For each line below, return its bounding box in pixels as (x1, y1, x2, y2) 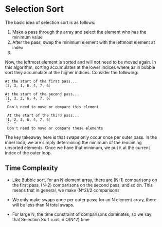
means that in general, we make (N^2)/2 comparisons (12, 187, 120, 193)
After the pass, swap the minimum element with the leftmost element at (12, 39, 155, 45)
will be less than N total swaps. (12, 202, 74, 208)
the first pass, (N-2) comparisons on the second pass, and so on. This (12, 182, 153, 188)
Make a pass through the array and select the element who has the (12, 29, 146, 35)
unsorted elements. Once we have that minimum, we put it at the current (5, 145, 150, 151)
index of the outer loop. (5, 150, 52, 155)
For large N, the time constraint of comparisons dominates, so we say (12, 211, 152, 217)
